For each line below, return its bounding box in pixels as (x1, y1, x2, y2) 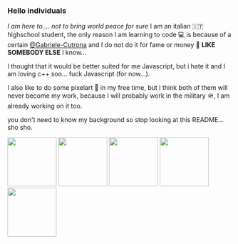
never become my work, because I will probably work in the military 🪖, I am (7, 91, 230, 100)
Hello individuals (7, 6, 66, 16)
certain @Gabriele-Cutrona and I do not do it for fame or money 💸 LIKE (7, 41, 216, 49)
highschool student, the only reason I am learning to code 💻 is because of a (7, 31, 232, 39)
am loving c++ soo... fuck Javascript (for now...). (7, 70, 150, 78)
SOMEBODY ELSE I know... (7, 49, 87, 57)
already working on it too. (7, 102, 83, 111)
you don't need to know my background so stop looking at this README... (7, 116, 224, 124)
